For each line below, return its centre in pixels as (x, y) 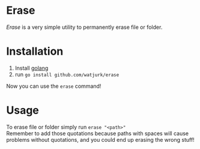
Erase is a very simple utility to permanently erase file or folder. (84, 27)
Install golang (32, 68)
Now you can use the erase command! (54, 86)
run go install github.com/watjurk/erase (67, 74)
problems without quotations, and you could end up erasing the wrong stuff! (101, 139)
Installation (35, 51)
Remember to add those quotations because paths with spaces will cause (98, 133)
